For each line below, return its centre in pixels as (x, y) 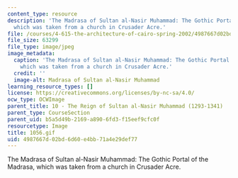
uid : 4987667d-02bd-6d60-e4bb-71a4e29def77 (73, 139)
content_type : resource (42, 14)
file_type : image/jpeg (41, 47)
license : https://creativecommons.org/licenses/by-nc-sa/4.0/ (101, 93)
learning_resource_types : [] (50, 87)
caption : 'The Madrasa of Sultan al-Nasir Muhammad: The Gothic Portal (122, 60)
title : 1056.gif (31, 133)
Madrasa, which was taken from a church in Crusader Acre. (94, 167)
